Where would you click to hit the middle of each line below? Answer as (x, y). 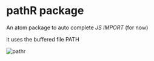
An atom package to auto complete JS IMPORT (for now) (77, 27)
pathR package (45, 11)
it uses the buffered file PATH (43, 39)
